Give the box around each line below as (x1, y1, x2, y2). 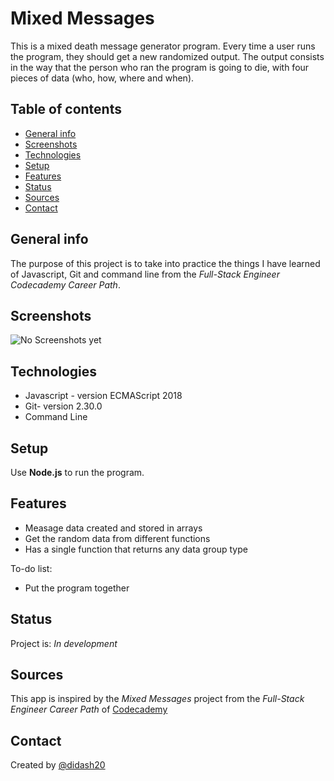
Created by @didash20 (10, 759, 106, 771)
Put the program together (24, 582, 130, 594)
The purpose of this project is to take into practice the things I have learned (10, 257, 321, 269)
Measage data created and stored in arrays (24, 522, 203, 534)
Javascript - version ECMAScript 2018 (24, 390, 183, 402)
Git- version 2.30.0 (24, 400, 103, 412)
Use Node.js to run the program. (10, 467, 145, 478)
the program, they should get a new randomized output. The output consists (10, 50, 325, 62)
